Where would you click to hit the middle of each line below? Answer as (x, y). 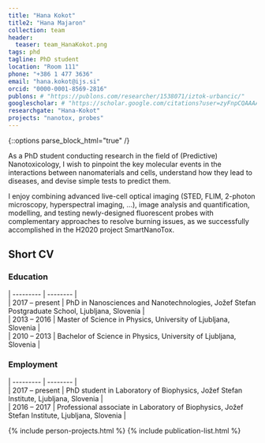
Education (28, 277)
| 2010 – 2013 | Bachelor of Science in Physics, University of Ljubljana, (122, 336)
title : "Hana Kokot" (42, 15)
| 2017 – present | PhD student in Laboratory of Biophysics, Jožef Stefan (125, 390)
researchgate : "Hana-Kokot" (54, 111)
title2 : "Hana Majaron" (47, 23)
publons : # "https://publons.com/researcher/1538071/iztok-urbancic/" (127, 96)
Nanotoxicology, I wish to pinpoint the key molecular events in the (115, 164)
